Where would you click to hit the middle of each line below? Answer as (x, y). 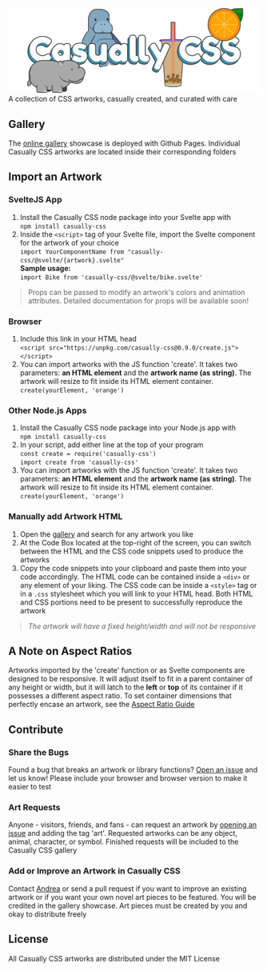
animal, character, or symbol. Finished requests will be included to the (124, 842)
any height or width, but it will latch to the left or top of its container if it (126, 687)
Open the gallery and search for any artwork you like (107, 534)
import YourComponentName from (72, 252)
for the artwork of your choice (70, 242)
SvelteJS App (35, 200)
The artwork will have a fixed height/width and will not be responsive (142, 626)
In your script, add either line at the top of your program (112, 445)
